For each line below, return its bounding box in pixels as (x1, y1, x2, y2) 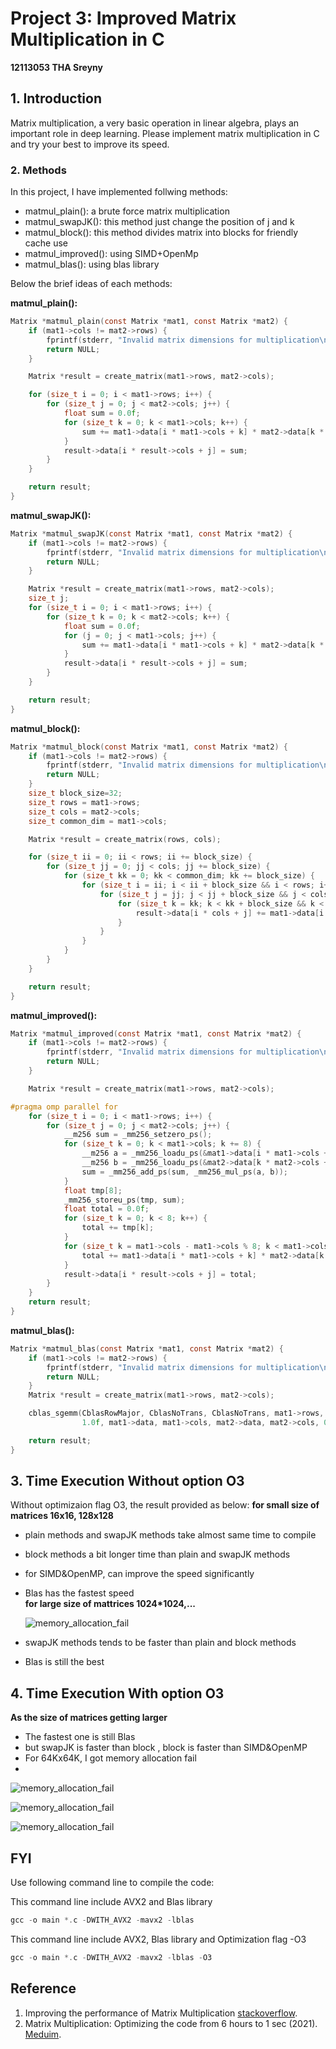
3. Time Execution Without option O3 (10, 1473, 245, 1490)
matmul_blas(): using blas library (24, 258, 160, 271)
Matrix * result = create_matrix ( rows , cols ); (28, 834, 222, 844)
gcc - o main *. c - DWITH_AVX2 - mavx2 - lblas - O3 (10, 1952, 213, 1962)
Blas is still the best (24, 1656, 105, 1668)
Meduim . (24, 2028, 62, 2040)
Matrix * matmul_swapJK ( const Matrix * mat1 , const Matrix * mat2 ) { (10, 528, 293, 539)
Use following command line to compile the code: (10, 1877, 215, 1889)
